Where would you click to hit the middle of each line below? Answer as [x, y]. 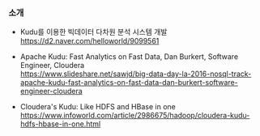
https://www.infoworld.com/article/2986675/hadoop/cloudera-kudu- [135, 116]
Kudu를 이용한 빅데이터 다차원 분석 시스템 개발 [94, 32]
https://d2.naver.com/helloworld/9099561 [90, 41]
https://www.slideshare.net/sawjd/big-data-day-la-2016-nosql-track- [136, 74]
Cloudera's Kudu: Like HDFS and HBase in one [98, 107]
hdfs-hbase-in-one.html [60, 124]
